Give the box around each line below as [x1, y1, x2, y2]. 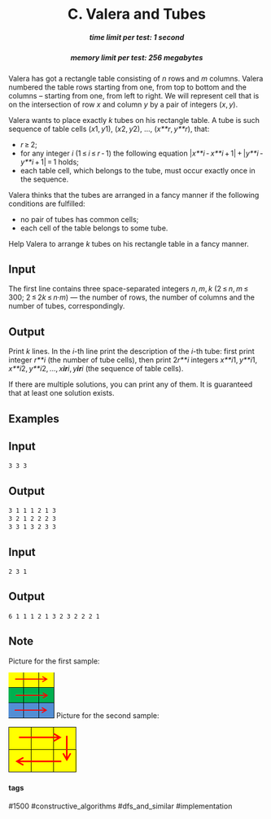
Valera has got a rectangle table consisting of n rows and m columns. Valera [8, 73, 264, 83]
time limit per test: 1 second [89, 32, 185, 42]
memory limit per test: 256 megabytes [70, 53, 203, 63]
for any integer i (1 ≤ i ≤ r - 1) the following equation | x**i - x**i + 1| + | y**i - [20, 148, 264, 158]
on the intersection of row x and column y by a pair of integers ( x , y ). [8, 99, 238, 109]
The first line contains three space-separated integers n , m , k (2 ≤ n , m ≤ [8, 284, 249, 294]
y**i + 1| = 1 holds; [20, 156, 80, 167]
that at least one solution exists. [8, 388, 116, 398]
